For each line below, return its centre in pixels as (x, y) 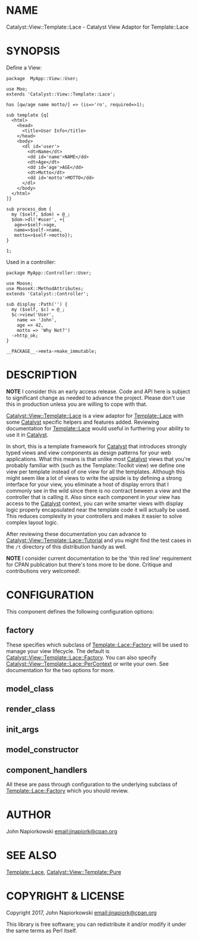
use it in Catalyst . (27, 435)
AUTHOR (29, 815)
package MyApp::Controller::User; (49, 273)
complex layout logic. (32, 522)
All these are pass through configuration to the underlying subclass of (92, 784)
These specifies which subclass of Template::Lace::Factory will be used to (97, 645)
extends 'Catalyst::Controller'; (48, 294)
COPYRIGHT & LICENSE (65, 896)
